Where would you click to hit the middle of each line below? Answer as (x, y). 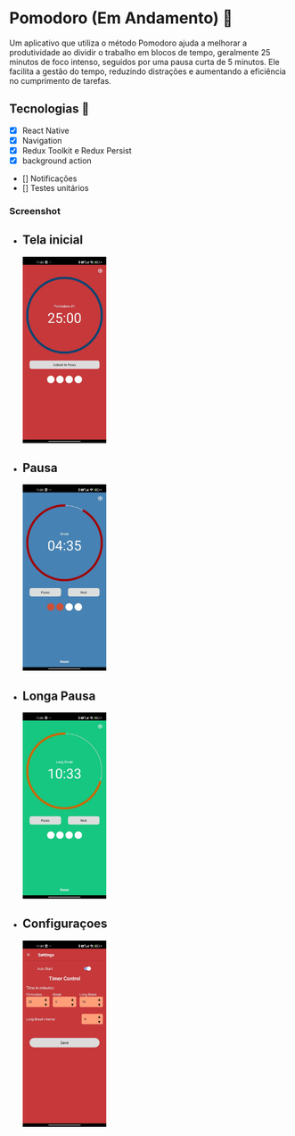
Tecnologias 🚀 (49, 109)
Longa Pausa (59, 696)
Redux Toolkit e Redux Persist (77, 150)
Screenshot (35, 211)
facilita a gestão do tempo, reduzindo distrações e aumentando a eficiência (148, 71)
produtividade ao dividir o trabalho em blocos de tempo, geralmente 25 (140, 52)
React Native (45, 130)
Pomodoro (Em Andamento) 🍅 (121, 18)
